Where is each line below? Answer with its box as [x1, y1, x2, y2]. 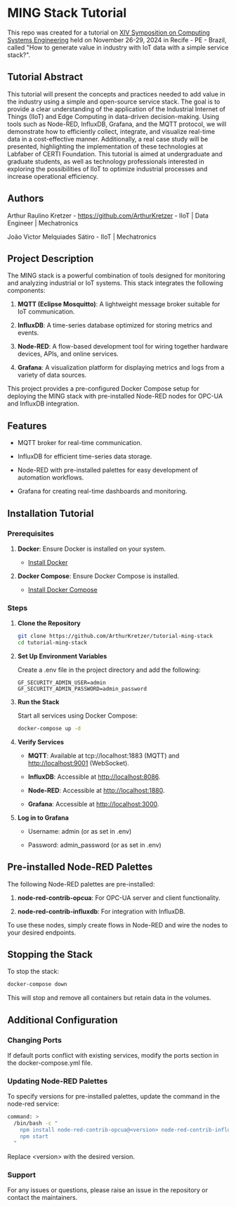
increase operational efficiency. [7, 172, 98, 180]
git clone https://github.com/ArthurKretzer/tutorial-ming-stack [17, 632, 213, 640]
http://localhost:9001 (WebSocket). [27, 758, 130, 767]
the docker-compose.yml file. [7, 1058, 93, 1067]
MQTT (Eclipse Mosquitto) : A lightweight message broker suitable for [17, 300, 221, 308]
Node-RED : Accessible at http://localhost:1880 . [27, 786, 165, 794]
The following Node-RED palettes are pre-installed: [7, 880, 155, 888]
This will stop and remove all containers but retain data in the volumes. [7, 994, 212, 1002]
